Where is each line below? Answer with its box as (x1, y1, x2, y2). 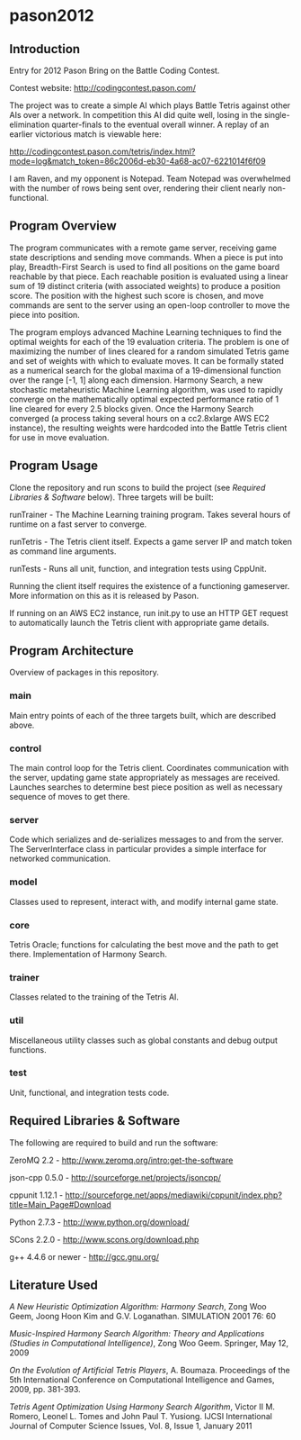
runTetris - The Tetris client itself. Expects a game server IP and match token (9, 536, 293, 547)
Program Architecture (9, 643, 134, 658)
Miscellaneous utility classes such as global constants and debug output (9, 1035, 279, 1046)
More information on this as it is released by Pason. (9, 590, 199, 601)
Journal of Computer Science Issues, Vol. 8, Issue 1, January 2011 (9, 1420, 252, 1432)
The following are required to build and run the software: (9, 1137, 218, 1148)
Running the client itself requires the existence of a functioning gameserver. (9, 580, 290, 591)
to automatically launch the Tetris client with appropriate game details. (9, 617, 270, 628)
